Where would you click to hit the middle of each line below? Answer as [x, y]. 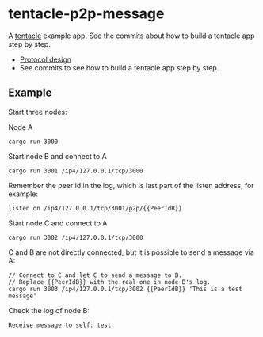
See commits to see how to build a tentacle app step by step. [119, 67]
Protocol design [46, 59]
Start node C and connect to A [58, 223]
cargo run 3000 [33, 142]
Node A [21, 127]
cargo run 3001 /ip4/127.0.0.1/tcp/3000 [76, 171]
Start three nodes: [38, 112]
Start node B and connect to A [57, 156]
